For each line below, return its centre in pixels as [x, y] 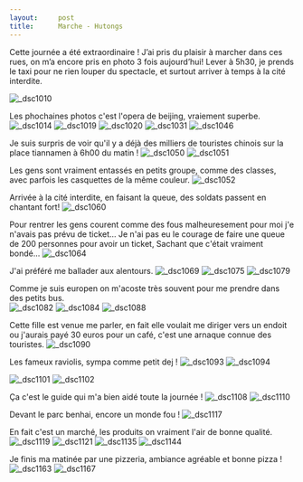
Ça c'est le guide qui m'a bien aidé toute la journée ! [106, 397]
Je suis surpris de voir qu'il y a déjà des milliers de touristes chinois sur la [147, 143]
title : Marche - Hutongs [66, 26]
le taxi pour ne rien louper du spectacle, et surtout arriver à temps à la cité [148, 71]
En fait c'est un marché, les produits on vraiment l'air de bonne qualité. [141, 431]
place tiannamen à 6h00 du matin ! [74, 152]
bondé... [25, 253]
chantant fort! [35, 207]
